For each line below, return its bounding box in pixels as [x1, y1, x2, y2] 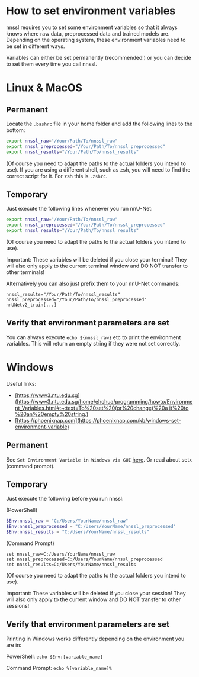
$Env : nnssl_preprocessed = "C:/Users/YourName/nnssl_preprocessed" [6, 524, 176, 530]
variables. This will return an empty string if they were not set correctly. [6, 340, 181, 347]
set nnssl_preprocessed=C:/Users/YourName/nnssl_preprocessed [6, 556, 163, 562]
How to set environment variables [6, 4, 176, 18]
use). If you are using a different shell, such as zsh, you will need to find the [6, 166, 191, 173]
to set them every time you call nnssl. [6, 60, 98, 67]
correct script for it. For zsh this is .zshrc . [6, 172, 108, 179]
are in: [6, 641, 22, 649]
